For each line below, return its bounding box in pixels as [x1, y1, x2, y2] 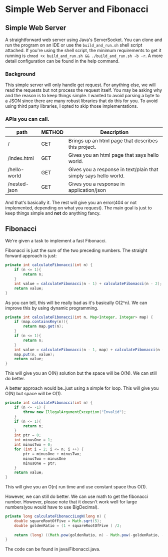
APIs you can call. [5, 116, 50, 123]
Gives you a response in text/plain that [68, 166, 158, 173]
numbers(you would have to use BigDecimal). [5, 504, 99, 510]
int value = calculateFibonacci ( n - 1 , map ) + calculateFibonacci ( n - [14, 347, 164, 352]
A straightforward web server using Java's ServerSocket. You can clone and [5, 37, 162, 43]
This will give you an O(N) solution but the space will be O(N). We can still [5, 370, 157, 376]
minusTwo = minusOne [23, 456, 66, 461]
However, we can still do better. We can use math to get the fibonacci [5, 493, 148, 499]
